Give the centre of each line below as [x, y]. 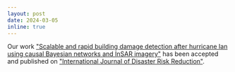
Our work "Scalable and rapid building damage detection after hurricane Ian [117, 47]
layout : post [26, 14]
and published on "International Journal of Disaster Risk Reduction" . [106, 62]
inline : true [26, 27]
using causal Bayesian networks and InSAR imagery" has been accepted [113, 54]
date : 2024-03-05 [33, 20]
